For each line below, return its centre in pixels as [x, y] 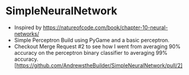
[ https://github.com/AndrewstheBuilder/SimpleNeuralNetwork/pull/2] [98, 65]
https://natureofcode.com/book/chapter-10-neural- [105, 27]
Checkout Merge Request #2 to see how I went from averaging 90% [97, 46]
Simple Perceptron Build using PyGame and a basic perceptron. [92, 40]
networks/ [27, 33]
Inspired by [28, 27]
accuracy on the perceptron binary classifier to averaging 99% [91, 52]
